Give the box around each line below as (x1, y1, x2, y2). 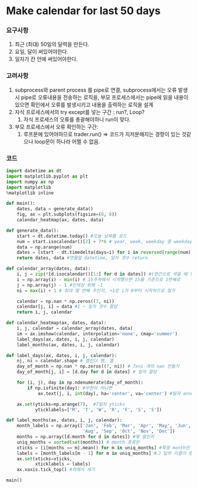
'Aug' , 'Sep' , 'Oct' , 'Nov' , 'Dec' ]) (82, 428, 176, 434)
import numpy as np (6, 179, 54, 185)
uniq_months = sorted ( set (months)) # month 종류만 (16, 439, 140, 445)
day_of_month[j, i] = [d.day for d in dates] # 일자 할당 (16, 369, 157, 375)
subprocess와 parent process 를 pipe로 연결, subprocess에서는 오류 (14, 86, 177, 93)
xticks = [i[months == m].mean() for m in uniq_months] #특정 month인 (16, 444, 190, 451)
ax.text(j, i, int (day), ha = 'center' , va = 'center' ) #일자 (37, 391, 181, 397)
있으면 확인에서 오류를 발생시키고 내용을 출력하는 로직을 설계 (14, 101, 154, 108)
